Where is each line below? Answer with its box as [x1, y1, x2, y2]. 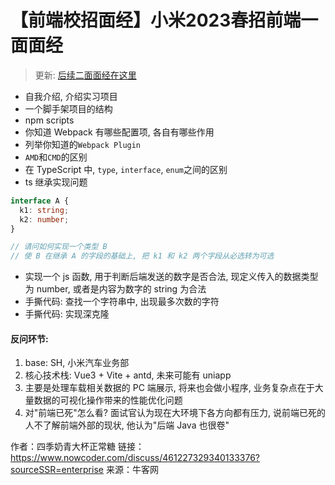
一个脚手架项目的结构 [24, 102, 113, 115]
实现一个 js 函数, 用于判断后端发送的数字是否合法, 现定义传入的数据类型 [24, 271, 319, 283]
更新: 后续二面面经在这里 [34, 69, 137, 81]
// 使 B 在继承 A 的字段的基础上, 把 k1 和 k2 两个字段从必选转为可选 [10, 251, 275, 261]
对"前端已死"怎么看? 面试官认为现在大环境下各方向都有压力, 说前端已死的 [24, 407, 326, 419]
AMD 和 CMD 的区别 [24, 151, 88, 163]
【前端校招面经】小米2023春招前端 [10, 9, 302, 32]
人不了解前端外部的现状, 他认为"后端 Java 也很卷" [24, 419, 230, 431]
